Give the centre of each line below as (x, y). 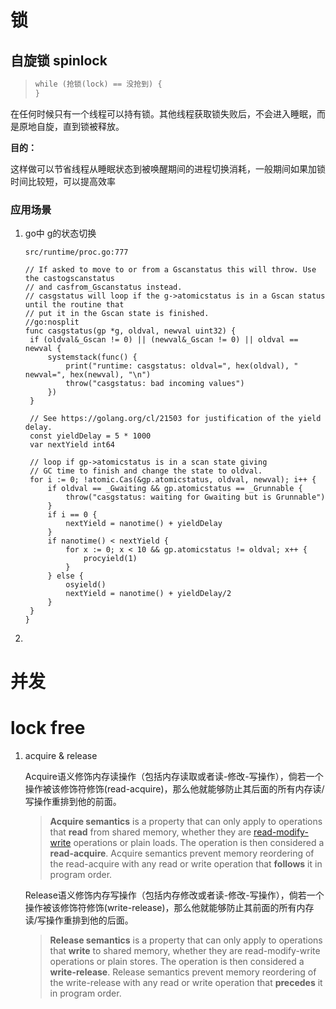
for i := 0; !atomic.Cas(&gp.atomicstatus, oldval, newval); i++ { (173, 480)
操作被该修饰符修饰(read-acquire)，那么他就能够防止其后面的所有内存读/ (174, 789)
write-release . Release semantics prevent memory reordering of (183, 972)
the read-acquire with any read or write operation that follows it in (186, 864)
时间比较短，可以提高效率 (63, 181)
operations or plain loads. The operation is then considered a (199, 843)
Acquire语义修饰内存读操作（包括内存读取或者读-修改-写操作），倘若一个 (174, 777)
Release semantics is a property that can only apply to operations (186, 940)
